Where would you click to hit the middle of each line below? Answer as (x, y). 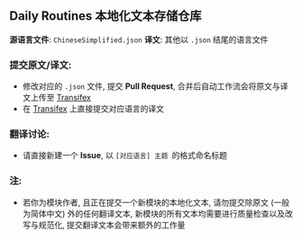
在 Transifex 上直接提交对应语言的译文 (93, 109)
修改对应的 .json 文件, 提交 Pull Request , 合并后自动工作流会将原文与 (151, 86)
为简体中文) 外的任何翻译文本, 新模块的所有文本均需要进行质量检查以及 (154, 213)
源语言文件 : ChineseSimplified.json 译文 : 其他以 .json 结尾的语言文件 (139, 40)
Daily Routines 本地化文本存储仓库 (105, 16)
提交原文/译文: (41, 65)
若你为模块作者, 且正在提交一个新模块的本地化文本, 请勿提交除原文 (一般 (156, 202)
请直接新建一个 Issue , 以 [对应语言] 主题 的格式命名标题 (125, 155)
